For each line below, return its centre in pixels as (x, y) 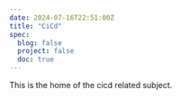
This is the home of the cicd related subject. (91, 85)
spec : (19, 34)
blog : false (40, 43)
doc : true (36, 59)
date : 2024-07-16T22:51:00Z (62, 18)
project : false (46, 51)
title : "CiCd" (36, 26)
